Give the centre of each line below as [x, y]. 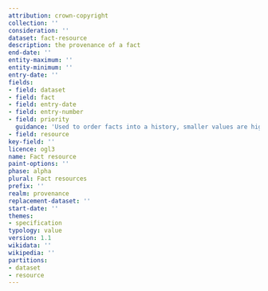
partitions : [28, 260]
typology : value [35, 231]
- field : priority [39, 120]
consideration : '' [39, 30]
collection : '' [33, 23]
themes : [21, 216]
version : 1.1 [30, 238]
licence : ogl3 [32, 149]
